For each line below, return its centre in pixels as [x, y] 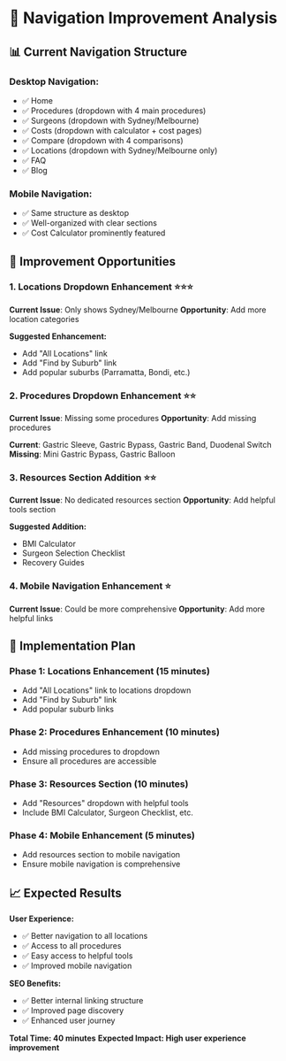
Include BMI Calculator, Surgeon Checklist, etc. [108, 812]
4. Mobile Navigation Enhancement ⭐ [90, 586]
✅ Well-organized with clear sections [89, 223]
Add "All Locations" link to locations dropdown [106, 690]
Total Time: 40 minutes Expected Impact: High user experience [128, 1038]
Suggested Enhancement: [58, 336]
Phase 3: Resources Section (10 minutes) [99, 784]
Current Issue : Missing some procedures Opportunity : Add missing [133, 419]
